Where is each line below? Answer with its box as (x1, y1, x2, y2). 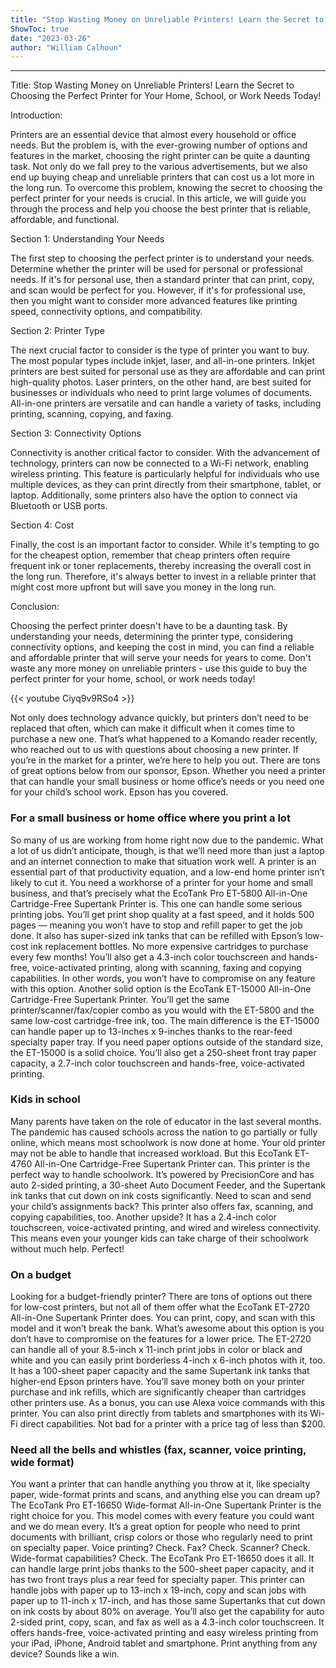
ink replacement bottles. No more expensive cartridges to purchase (30, 940, 309, 952)
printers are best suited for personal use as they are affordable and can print (10, 366, 326, 378)
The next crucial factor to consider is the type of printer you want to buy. (10, 344, 310, 356)
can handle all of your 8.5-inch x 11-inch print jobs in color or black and (10, 1344, 303, 1356)
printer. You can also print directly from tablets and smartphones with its (10, 1407, 308, 1420)
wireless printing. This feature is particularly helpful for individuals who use (10, 468, 320, 480)
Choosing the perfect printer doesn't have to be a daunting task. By (10, 620, 288, 632)
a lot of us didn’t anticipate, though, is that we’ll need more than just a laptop (10, 844, 325, 856)
